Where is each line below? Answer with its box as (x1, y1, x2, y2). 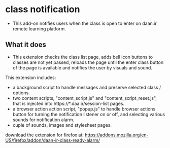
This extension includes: (5, 75, 56, 81)
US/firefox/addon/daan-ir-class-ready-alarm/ (5, 137, 100, 143)
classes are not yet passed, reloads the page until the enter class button (12, 59, 164, 65)
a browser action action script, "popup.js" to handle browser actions (12, 105, 156, 112)
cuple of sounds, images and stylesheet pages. (12, 122, 112, 128)
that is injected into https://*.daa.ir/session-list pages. (12, 100, 124, 106)
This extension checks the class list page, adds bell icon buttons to (12, 54, 153, 60)
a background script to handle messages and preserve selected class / (12, 84, 161, 90)
